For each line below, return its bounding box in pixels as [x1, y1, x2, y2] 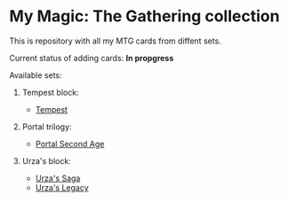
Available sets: [9, 69, 62, 81]
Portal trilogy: [21, 121, 73, 132]
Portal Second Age [35, 138, 105, 149]
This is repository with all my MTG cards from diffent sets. [9, 35, 222, 46]
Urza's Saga [35, 173, 81, 183]
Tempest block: [21, 87, 79, 97]
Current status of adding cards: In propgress [9, 52, 174, 63]
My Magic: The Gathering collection [9, 6, 280, 27]
